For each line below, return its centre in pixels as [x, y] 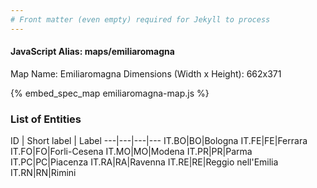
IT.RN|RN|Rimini [43, 173]
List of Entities [46, 119]
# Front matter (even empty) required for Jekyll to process [140, 19]
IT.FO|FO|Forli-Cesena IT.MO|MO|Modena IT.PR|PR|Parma [131, 152]
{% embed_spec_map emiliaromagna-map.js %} [110, 93]
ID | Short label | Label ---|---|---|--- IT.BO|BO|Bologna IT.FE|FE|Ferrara [159, 141]
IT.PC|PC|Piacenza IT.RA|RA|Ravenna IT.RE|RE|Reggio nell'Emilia [144, 162]
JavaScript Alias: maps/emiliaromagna [92, 52]
